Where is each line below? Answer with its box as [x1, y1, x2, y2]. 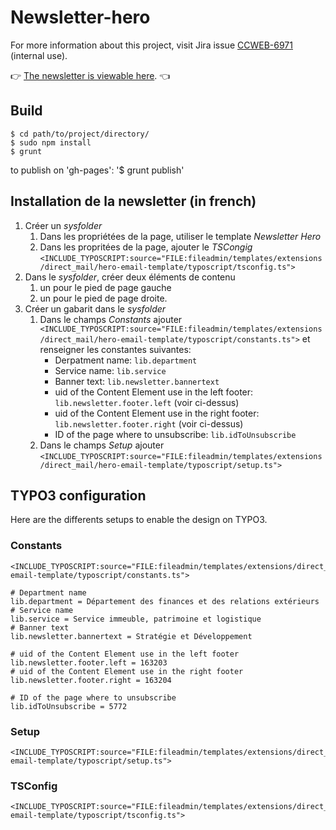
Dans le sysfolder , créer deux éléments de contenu [24, 271, 236, 283]
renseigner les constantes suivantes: [39, 343, 192, 355]
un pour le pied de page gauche [39, 281, 172, 293]
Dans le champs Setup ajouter [39, 439, 165, 451]
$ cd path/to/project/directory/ [10, 129, 150, 139]
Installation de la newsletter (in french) [10, 193, 257, 210]
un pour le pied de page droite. [39, 292, 168, 304]
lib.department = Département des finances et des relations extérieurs [10, 596, 320, 606]
